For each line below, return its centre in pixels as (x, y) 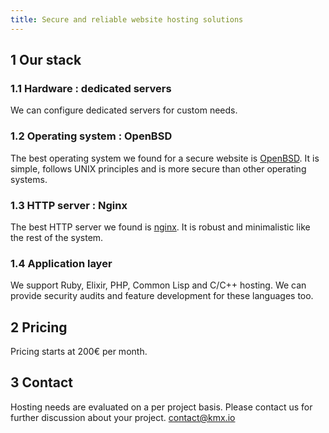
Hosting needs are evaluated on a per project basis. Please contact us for (161, 407)
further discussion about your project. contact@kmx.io (123, 417)
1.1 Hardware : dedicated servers (91, 88)
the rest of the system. (57, 237)
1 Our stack (46, 60)
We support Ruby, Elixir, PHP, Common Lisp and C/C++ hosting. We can (158, 285)
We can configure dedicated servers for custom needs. (124, 110)
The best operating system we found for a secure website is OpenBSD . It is (165, 158)
